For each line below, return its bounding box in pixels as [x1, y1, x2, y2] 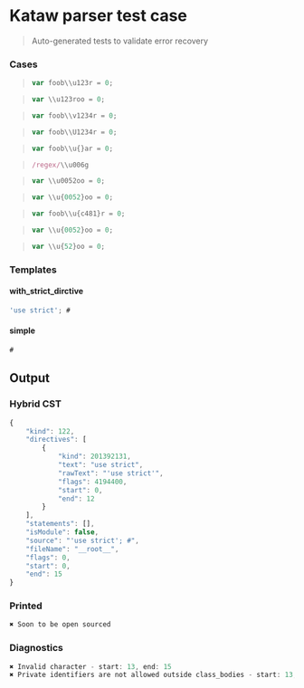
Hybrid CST [9, 397, 62, 410]
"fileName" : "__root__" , [25, 544, 119, 553]
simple [9, 325, 36, 336]
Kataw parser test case [9, 5, 188, 26]
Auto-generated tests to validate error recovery [31, 35, 209, 46]
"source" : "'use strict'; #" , [25, 536, 140, 545]
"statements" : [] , [25, 520, 95, 529]
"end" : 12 [57, 494, 95, 503]
